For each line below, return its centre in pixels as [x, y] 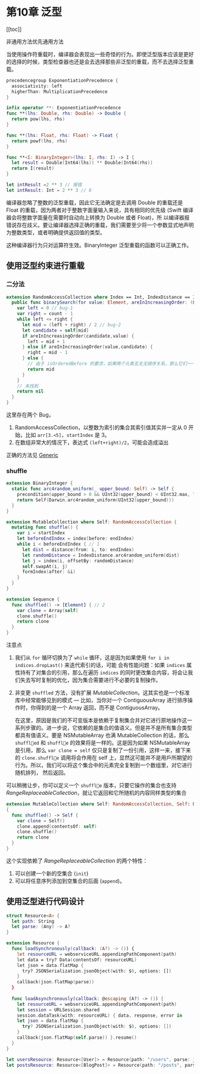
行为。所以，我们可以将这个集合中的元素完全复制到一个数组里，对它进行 [103, 765]
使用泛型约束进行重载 [45, 266]
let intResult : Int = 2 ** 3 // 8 [49, 190]
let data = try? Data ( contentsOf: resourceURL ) [77, 960]
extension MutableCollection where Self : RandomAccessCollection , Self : [98, 804]
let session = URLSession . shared [58, 1010]
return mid [41, 369]
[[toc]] [14, 29]
